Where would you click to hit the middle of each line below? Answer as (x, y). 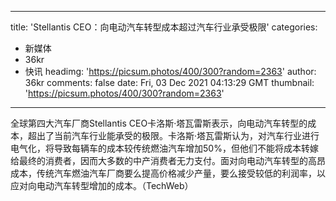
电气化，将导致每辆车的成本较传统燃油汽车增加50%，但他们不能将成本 (156, 148)
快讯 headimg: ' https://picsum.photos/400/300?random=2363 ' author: (170, 71)
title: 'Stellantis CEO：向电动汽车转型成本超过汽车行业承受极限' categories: (164, 27)
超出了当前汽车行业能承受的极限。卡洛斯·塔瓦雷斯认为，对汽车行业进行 (173, 135)
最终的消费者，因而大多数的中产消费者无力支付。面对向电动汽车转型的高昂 (172, 160)
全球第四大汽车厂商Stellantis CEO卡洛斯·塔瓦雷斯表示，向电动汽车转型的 (159, 123)
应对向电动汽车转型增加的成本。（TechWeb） (102, 185)
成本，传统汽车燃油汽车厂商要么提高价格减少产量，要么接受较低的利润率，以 (168, 173)
